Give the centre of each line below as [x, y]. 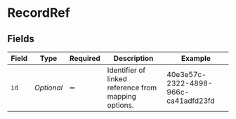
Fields [21, 39]
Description [133, 58]
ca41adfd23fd [191, 101]
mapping [122, 96]
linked [117, 79]
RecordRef [39, 13]
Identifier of [126, 70]
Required [85, 58]
